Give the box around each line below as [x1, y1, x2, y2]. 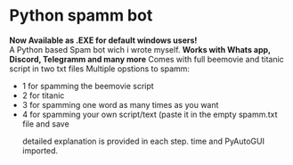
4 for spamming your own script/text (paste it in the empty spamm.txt [21, 109, 278, 120]
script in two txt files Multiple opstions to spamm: [9, 63, 190, 74]
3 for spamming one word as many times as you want [21, 99, 219, 110]
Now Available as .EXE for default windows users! [9, 35, 198, 45]
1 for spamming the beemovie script [21, 80, 154, 91]
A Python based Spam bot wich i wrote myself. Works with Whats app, [9, 44, 272, 54]
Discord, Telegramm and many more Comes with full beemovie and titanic [9, 54, 285, 64]
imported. [21, 144, 59, 156]
